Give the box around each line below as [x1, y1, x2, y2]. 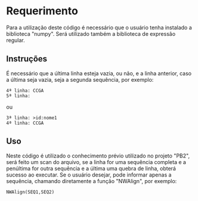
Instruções [6, 54, 48, 64]
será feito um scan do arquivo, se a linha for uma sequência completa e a [6, 158, 187, 165]
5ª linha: [6, 92, 31, 99]
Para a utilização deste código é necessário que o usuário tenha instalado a [6, 24, 192, 31]
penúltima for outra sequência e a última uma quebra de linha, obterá [6, 165, 176, 172]
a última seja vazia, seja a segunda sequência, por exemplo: [6, 76, 154, 83]
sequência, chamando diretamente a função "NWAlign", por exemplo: [6, 177, 177, 184]
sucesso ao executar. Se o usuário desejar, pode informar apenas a [6, 171, 172, 178]
